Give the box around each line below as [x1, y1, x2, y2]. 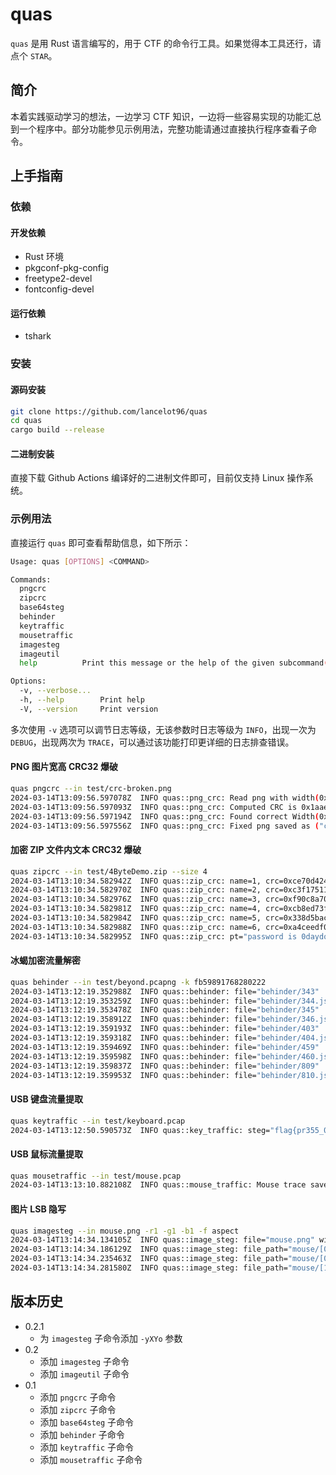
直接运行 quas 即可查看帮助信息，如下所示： [10, 536, 192, 548]
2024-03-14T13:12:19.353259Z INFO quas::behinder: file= [10, 996, 257, 1006]
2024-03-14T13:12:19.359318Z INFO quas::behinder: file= [10, 1033, 257, 1043]
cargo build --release [10, 425, 105, 435]
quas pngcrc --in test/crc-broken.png [10, 784, 172, 794]
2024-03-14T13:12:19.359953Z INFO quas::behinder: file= [10, 1070, 257, 1080]
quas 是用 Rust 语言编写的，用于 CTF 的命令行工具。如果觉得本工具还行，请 [10, 37, 322, 49]
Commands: [10, 574, 52, 585]
